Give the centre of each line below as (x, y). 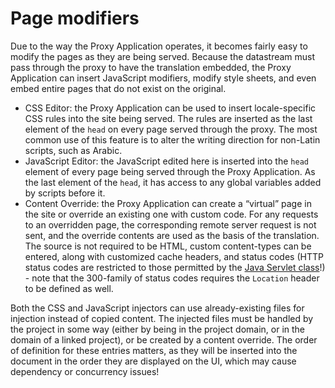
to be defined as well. (69, 288)
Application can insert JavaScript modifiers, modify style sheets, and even (163, 78)
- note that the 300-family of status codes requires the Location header (172, 278)
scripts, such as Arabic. (73, 150)
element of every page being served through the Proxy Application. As (170, 171)
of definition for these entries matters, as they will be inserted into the (154, 350)
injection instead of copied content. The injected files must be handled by (162, 318)
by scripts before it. (65, 193)
